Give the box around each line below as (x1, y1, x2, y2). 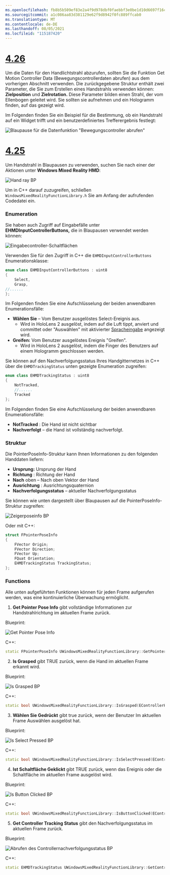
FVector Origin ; (14, 542, 49, 547)
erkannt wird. (12, 664, 40, 670)
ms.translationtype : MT (5, 17, 56, 22)
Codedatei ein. (5, 198, 36, 204)
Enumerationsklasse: (5, 258, 49, 264)
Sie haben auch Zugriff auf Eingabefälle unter (5, 222, 100, 228)
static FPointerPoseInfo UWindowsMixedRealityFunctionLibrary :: (5, 649, 144, 654)
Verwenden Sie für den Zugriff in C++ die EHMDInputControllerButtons (5, 253, 152, 259)
